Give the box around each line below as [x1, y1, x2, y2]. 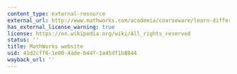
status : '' [7, 37, 39, 44]
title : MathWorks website [7, 43, 83, 50]
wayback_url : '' [7, 56, 55, 63]
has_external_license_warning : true [7, 23, 115, 30]
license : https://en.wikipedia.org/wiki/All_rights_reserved [7, 30, 191, 37]
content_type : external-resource [7, 10, 106, 18]
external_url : [7, 17, 49, 24]
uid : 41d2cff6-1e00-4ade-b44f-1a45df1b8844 [7, 50, 138, 57]
